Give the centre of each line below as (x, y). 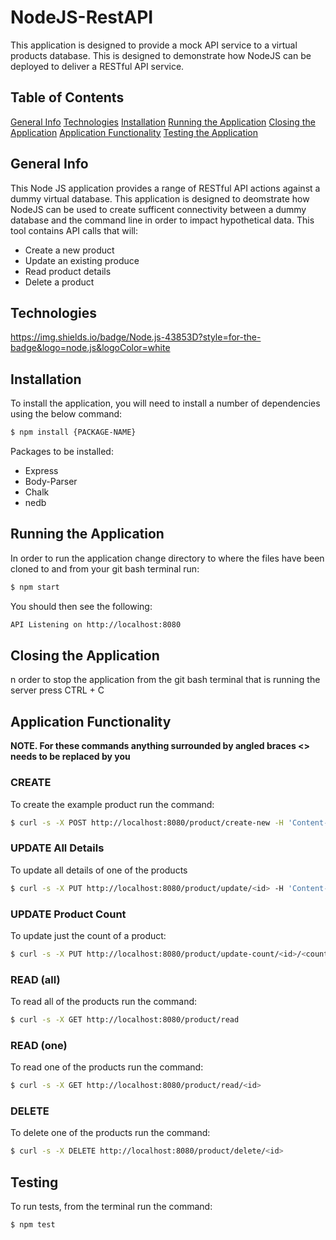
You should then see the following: (81, 606)
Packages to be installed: (62, 452)
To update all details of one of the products (99, 870)
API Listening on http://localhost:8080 (96, 624)
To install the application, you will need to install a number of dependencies (165, 403)
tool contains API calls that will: (74, 230)
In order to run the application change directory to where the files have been (167, 558)
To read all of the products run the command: (104, 1002)
